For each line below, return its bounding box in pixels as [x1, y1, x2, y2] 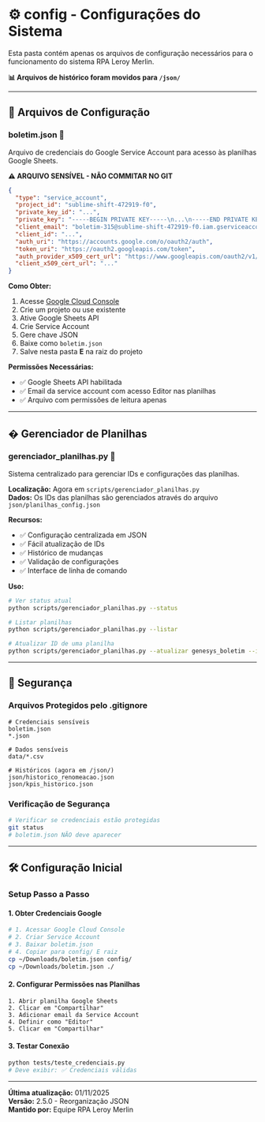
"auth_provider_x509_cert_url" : [15, 252, 122, 260]
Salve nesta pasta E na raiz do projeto [19, 347, 144, 357]
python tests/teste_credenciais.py [8, 1059, 125, 1067]
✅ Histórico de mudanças [19, 548, 104, 557]
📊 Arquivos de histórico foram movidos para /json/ [8, 73, 181, 82]
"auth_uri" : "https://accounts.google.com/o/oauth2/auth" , [15, 237, 214, 245]
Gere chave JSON [19, 330, 79, 340]
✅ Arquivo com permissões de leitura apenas [19, 395, 167, 405]
